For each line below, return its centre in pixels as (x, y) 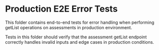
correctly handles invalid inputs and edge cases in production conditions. (80, 42)
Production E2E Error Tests (61, 9)
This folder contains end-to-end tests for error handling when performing (80, 22)
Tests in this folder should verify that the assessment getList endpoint (76, 37)
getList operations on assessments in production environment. (69, 27)
